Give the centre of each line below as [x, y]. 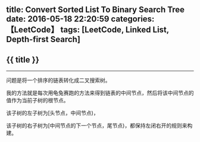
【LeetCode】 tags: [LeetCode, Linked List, [88, 30]
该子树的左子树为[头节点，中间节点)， [53, 113]
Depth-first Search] [43, 40]
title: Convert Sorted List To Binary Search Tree [96, 10]
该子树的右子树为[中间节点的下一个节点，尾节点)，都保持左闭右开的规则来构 [99, 126]
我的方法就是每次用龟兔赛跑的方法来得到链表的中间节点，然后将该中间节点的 [100, 93]
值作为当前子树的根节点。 [37, 100]
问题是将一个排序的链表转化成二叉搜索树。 [58, 80]
